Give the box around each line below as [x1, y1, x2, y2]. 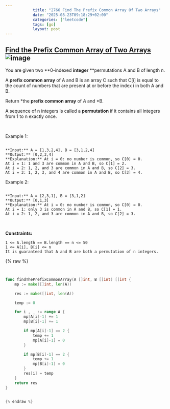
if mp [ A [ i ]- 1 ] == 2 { [23, 329, 70, 334]
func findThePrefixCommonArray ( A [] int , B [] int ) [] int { [5, 277, 131, 282]
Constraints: [5, 230, 33, 236]
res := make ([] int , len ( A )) [14, 291, 74, 296]
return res [14, 380, 38, 385]
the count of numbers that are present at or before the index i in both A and [5, 83, 164, 89]
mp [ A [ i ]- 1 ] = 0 [32, 338, 65, 343]
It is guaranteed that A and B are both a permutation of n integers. [5, 249, 159, 254]
